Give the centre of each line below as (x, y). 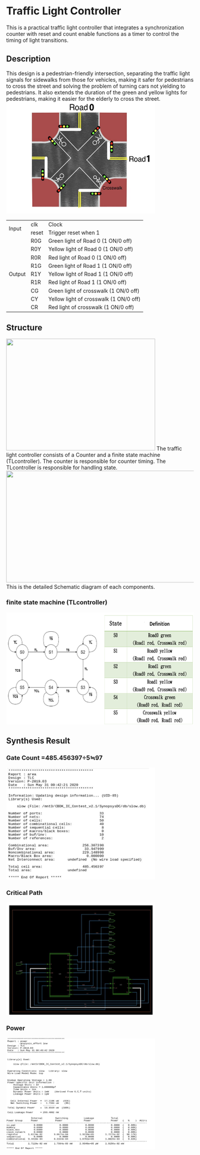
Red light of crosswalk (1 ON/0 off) (91, 307)
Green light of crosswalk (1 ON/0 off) (94, 291)
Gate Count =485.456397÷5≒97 (54, 758)
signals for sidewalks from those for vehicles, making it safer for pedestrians (100, 79)
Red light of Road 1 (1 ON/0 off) (87, 282)
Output (17, 274)
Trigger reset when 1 (74, 232)
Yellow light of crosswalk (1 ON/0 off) (95, 299)
